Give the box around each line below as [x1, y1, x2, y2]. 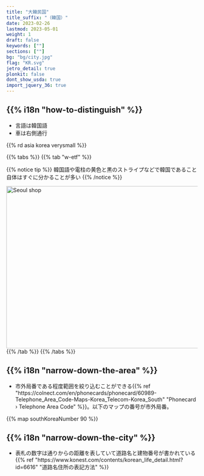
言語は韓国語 [15, 122, 47, 129]
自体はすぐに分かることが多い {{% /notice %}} [6, 173, 123, 181]
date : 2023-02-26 [6, 20, 50, 26]
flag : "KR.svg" [6, 60, 45, 66]
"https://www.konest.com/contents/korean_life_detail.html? [35, 457, 183, 464]
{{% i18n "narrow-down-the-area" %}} [6, 365, 158, 376]
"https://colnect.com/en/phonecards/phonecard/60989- [15, 389, 157, 396]
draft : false [6, 37, 39, 43]
